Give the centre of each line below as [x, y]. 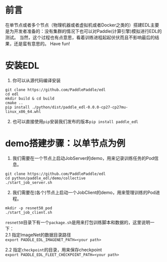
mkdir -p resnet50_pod [29, 208]
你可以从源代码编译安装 [36, 80]
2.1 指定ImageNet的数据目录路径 [38, 235]
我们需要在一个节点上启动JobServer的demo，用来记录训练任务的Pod [83, 158]
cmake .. [14, 103]
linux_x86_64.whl [23, 112]
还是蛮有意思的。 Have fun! [42, 43]
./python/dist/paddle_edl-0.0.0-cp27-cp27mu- [80, 107]
